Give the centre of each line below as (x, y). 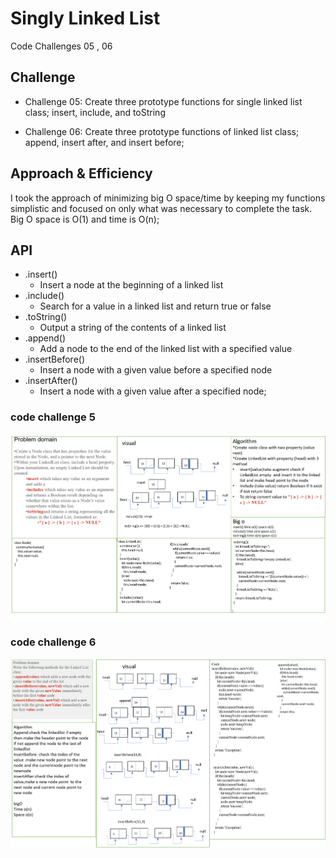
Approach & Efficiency (81, 173)
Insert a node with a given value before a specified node (156, 370)
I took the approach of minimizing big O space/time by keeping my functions (168, 198)
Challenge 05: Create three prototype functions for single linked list (163, 101)
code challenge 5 (53, 417)
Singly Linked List (85, 18)
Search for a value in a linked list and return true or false (155, 306)
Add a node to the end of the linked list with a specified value (166, 349)
